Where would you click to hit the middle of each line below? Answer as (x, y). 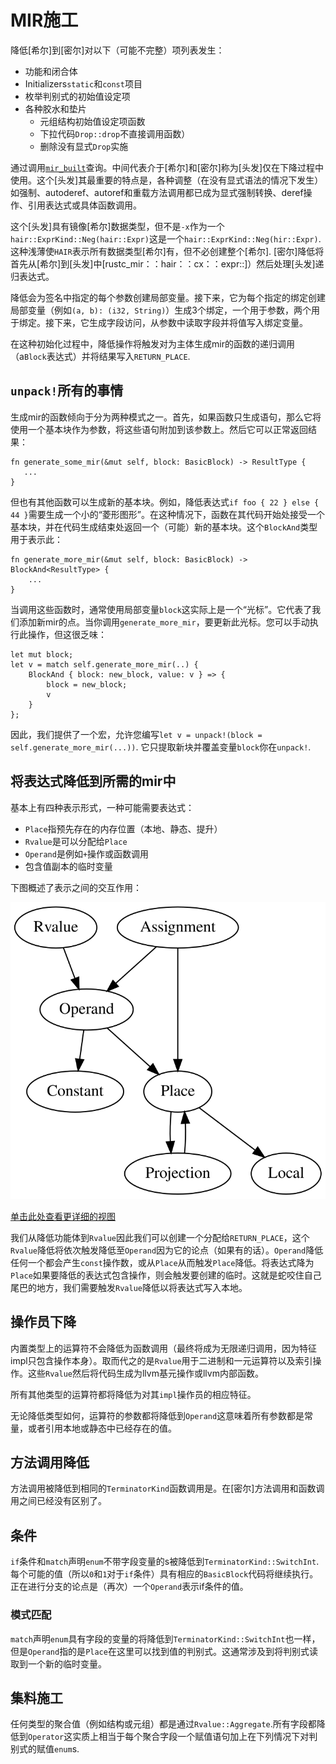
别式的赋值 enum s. (45, 1749)
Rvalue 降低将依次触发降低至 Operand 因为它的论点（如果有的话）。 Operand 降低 (167, 1250)
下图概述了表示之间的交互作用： (76, 887)
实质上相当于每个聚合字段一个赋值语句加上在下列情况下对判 (195, 1737)
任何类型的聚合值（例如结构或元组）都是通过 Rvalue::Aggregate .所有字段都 (163, 1724)
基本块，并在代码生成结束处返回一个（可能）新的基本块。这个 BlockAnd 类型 (164, 527)
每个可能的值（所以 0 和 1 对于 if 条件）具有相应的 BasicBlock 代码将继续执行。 (164, 1574)
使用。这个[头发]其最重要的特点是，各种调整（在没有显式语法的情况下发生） (167, 180)
